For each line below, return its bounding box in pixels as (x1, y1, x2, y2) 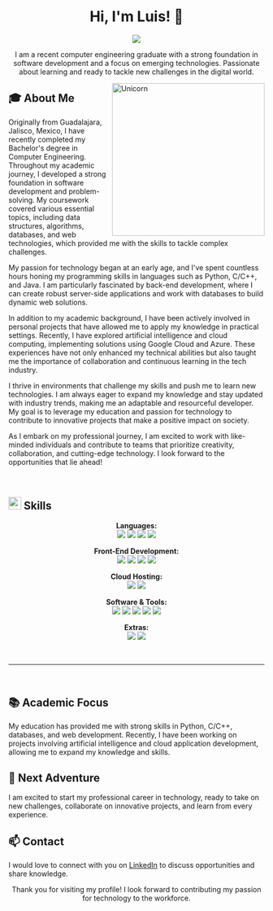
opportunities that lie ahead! (8, 457, 103, 466)
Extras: (123, 622, 149, 632)
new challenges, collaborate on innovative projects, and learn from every (8, 801, 253, 811)
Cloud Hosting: (110, 572, 162, 581)
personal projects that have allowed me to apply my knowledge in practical (8, 322, 259, 331)
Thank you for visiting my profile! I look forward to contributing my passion (11, 885, 262, 894)
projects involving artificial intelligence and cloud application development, (8, 738, 258, 748)
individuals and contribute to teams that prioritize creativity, (35, 440, 235, 449)
